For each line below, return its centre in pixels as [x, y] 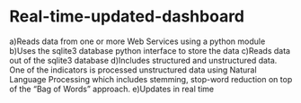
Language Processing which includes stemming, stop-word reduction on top [151, 79]
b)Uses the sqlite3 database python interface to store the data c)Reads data [150, 50]
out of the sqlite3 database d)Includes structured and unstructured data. [143, 60]
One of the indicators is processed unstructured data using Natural [133, 70]
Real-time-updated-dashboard [127, 17]
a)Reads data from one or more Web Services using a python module [137, 41]
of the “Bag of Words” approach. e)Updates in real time [111, 89]
